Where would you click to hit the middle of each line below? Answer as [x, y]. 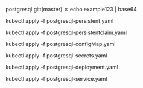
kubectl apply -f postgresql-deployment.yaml [62, 67]
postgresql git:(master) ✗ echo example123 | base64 [71, 9]
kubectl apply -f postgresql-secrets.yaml [56, 56]
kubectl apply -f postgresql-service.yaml [56, 79]
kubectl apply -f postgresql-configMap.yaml [61, 44]
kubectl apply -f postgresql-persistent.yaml [60, 21]
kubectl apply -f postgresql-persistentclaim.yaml [66, 32]
